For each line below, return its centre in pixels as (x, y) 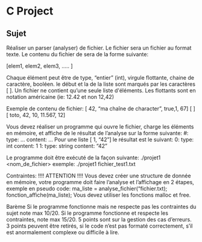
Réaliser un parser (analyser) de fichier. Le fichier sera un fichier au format (99, 48)
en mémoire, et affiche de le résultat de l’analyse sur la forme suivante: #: (97, 133)
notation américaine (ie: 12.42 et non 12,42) (60, 97)
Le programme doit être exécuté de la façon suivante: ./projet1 (84, 158)
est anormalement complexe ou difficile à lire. (63, 232)
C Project (30, 11)
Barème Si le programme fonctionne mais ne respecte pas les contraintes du (101, 207)
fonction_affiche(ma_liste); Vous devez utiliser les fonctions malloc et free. (99, 195)
